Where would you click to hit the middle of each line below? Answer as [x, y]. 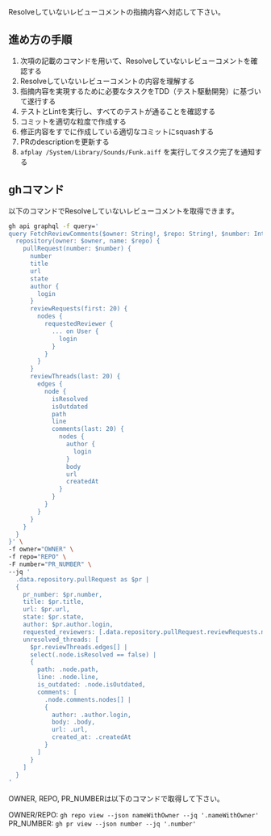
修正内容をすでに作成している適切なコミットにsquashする [117, 131]
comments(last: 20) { [88, 429]
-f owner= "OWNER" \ [41, 549]
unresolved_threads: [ [61, 640]
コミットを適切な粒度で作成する [73, 121]
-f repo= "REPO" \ [38, 557]
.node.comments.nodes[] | [88, 699]
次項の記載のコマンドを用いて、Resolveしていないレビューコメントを [135, 61]
